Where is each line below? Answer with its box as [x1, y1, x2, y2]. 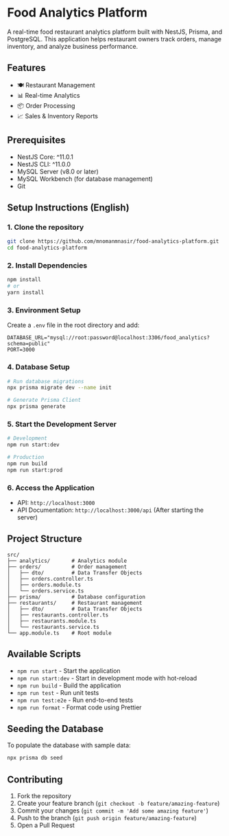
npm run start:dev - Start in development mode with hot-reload [16, 674, 197, 682]
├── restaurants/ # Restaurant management [7, 599, 143, 606]
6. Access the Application [7, 483, 95, 493]
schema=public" [7, 341, 51, 347]
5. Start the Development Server [7, 419, 117, 429]
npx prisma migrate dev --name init [7, 384, 112, 392]
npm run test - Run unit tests [16, 688, 99, 696]
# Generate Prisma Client [7, 397, 81, 404]
